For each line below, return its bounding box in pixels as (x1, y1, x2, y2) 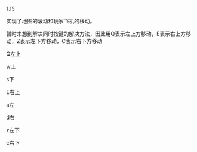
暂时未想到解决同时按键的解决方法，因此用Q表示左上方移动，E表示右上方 (6, 30, 186, 37)
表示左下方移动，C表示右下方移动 (20, 38, 103, 44)
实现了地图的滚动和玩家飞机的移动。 (6, 17, 96, 25)
